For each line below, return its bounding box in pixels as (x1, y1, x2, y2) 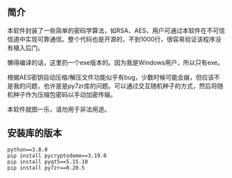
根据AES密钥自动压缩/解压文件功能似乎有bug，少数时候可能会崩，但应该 (7, 73, 215, 81)
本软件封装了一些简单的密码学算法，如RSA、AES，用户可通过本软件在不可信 (7, 26, 225, 35)
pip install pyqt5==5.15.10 (7, 158, 89, 165)
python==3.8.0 (7, 146, 48, 153)
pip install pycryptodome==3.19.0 (7, 152, 107, 159)
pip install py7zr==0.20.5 (7, 164, 85, 171)
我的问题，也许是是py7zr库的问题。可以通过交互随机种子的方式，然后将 (12, 82, 218, 90)
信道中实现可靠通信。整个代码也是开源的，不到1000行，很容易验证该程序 (7, 35, 216, 43)
